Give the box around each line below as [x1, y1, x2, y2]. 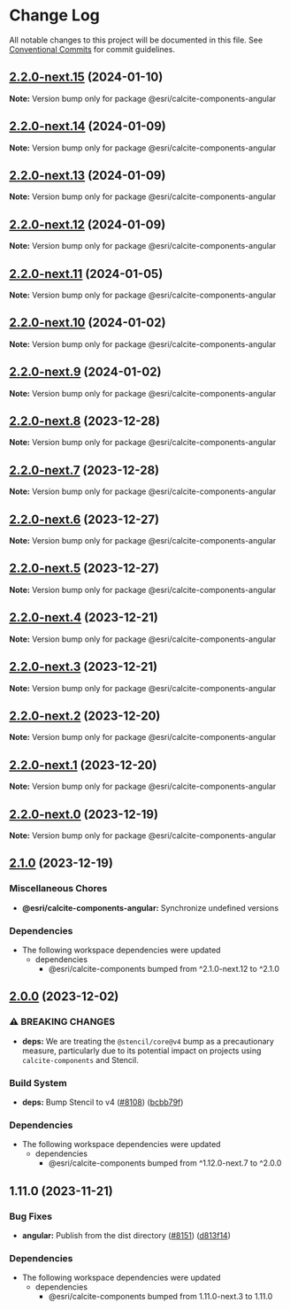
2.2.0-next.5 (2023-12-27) [9, 561, 160, 576]
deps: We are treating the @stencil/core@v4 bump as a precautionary [21, 1036, 274, 1046]
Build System [9, 1076, 68, 1089]
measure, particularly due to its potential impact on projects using [21, 1045, 262, 1056]
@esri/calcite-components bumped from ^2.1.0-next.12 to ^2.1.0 [48, 963, 280, 974]
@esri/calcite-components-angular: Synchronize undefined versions [21, 902, 279, 913]
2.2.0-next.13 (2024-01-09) [9, 167, 166, 182]
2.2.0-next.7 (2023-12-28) [9, 462, 160, 478]
